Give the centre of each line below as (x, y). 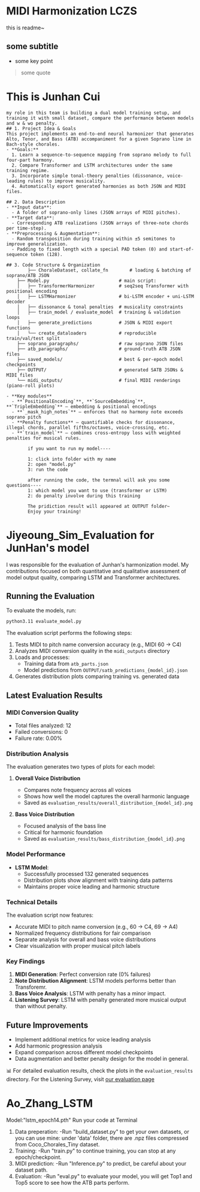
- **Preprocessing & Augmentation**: (53, 233)
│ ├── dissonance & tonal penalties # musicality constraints (100, 307)
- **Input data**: (29, 207)
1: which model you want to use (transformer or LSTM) (98, 490)
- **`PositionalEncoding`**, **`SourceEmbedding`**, (79, 401)
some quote (36, 73)
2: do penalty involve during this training (84, 496)
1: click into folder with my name (72, 459)
